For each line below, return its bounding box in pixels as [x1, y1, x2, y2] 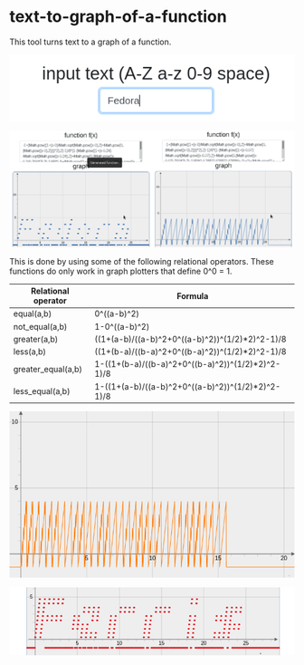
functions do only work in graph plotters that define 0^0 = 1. [9, 265, 233, 276]
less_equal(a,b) [13, 386, 71, 397]
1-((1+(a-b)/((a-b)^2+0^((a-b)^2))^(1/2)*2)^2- [94, 381, 281, 391]
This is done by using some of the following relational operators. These [9, 255, 274, 266]
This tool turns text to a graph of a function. [9, 36, 172, 47]
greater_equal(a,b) [13, 363, 83, 374]
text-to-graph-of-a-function [9, 6, 228, 27]
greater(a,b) [13, 333, 59, 344]
